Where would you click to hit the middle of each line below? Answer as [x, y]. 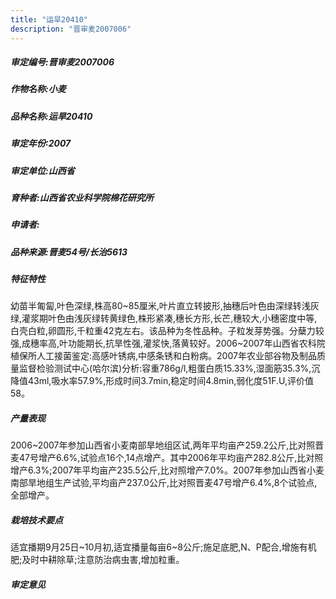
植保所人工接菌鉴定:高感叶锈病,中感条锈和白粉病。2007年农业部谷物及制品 [163, 356]
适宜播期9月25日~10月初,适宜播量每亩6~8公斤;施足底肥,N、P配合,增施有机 [163, 547]
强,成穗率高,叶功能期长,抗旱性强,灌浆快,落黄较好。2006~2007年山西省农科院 [168, 343]
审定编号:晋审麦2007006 [62, 62]
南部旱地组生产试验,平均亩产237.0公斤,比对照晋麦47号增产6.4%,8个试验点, [164, 483]
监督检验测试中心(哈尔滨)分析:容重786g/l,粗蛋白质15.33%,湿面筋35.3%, [165, 368]
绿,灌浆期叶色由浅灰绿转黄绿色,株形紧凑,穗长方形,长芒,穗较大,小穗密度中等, [164, 318]
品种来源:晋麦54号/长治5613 [69, 252]
